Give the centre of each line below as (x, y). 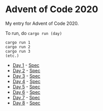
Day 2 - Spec (26, 70)
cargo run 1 (18, 42)
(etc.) (12, 56)
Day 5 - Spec (26, 87)
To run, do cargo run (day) (34, 33)
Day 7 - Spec (26, 97)
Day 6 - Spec (26, 92)
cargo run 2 (18, 47)
